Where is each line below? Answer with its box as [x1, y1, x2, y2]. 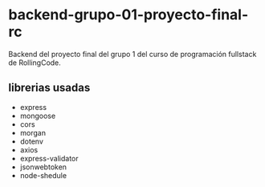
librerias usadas [8, 81, 91, 95]
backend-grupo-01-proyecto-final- [8, 6, 249, 24]
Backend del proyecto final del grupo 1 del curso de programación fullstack [8, 49, 257, 59]
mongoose [19, 111, 56, 120]
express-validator [19, 153, 79, 163]
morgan [19, 128, 47, 137]
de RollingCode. [8, 58, 62, 67]
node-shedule [19, 170, 67, 180]
